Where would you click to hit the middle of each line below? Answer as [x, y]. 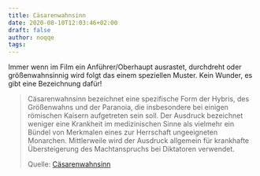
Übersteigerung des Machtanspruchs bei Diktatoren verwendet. [131, 149]
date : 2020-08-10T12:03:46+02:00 [63, 23]
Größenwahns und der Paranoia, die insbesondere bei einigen [128, 108]
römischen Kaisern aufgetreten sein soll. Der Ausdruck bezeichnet [135, 115]
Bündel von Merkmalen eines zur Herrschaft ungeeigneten [123, 132]
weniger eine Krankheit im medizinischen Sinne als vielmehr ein [131, 124]
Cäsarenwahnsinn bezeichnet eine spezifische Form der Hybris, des [138, 99]
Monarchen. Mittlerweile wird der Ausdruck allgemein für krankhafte [138, 141]
